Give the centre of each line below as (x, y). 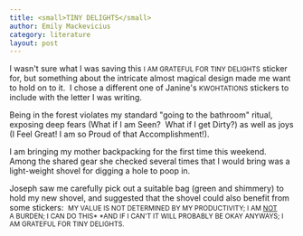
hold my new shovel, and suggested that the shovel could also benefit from (149, 198)
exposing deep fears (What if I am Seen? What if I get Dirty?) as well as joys (151, 125)
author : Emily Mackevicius (60, 26)
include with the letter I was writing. (76, 98)
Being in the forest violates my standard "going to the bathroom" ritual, (141, 115)
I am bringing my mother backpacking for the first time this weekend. (138, 152)
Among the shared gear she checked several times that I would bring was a (150, 161)
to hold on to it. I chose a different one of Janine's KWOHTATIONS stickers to (149, 88)
